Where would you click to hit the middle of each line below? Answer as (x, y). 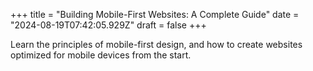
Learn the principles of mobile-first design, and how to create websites (156, 44)
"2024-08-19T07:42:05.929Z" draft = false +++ (108, 25)
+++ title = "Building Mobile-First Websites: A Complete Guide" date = (155, 14)
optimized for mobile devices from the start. (101, 55)
